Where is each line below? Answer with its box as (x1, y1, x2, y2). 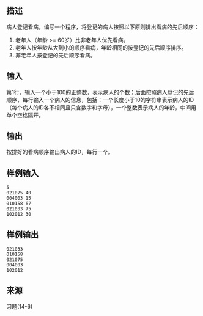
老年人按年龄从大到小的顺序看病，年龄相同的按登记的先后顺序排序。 (15, 43, 187, 51)
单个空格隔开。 (6, 111, 44, 119)
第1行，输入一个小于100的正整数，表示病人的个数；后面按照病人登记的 (6, 88, 184, 96)
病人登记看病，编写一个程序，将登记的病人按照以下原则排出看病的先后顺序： (6, 23, 199, 31)
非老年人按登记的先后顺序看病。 (15, 51, 96, 59)
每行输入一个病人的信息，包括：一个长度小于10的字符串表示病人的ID (22, 96, 194, 103)
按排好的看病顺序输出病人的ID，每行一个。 (6, 149, 114, 156)
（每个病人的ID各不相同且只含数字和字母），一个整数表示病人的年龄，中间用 (6, 103, 197, 111)
